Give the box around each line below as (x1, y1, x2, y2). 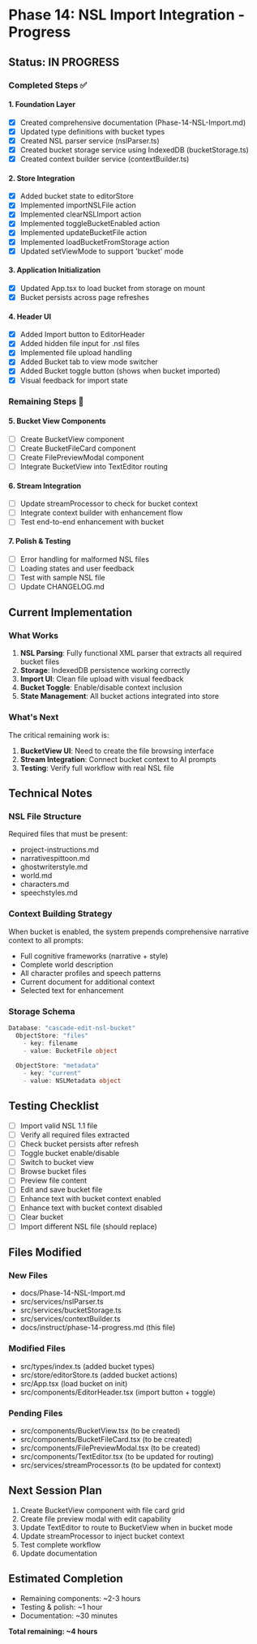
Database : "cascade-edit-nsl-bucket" (8, 1024, 136, 1033)
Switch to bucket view (19, 1158, 95, 1167)
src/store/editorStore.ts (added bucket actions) (19, 1370, 178, 1380)
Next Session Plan (8, 1483, 103, 1497)
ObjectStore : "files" (15, 1031, 89, 1039)
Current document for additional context (19, 977, 156, 987)
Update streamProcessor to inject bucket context (19, 1531, 185, 1541)
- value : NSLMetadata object (23, 1077, 122, 1085)
